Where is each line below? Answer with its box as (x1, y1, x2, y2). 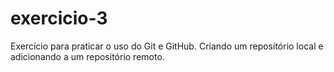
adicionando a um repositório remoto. (10, 50, 165, 62)
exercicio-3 (10, 7, 108, 30)
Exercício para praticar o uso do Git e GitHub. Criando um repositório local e (10, 40, 324, 52)
